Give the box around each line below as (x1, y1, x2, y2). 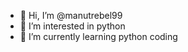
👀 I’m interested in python (19, 20, 126, 32)
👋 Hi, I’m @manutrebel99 (19, 10, 123, 21)
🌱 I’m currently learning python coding (19, 31, 178, 42)
